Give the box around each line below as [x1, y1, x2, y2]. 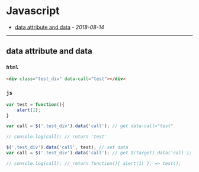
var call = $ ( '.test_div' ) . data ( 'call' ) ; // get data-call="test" [6, 123, 174, 129]
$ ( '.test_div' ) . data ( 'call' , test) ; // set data [6, 144, 129, 151]
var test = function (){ [6, 101, 65, 107]
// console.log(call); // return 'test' [6, 134, 108, 140]
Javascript [6, 4, 60, 18]
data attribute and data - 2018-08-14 [14, 24, 105, 31]
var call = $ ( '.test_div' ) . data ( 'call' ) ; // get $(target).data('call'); [6, 150, 192, 156]
